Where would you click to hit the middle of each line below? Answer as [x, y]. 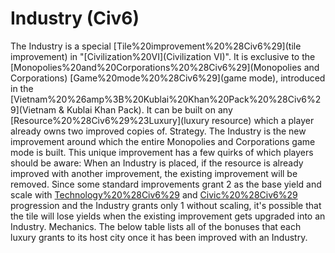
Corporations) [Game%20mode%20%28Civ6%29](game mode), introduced [168, 78]
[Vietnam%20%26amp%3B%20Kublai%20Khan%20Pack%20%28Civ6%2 [166, 99]
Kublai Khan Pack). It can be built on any [149, 109]
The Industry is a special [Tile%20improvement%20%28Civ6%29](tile [156, 46]
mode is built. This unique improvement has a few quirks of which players [162, 152]
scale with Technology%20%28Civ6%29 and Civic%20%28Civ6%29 [154, 194]
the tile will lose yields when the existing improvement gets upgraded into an [168, 216]
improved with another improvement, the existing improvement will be [154, 173]
